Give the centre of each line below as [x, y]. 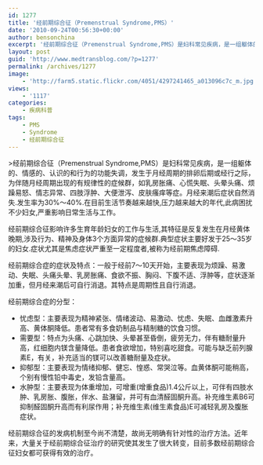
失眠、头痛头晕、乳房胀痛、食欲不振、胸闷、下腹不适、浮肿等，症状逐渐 [138, 275]
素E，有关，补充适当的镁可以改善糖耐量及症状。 [97, 357]
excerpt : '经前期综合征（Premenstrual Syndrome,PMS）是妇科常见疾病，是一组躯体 [131, 45]
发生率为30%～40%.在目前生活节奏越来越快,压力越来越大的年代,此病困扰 [135, 202]
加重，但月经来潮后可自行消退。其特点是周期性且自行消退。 [104, 284]
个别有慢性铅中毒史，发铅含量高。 [74, 377]
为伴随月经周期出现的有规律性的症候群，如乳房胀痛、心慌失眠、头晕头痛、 [128, 182]
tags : [17, 118]
